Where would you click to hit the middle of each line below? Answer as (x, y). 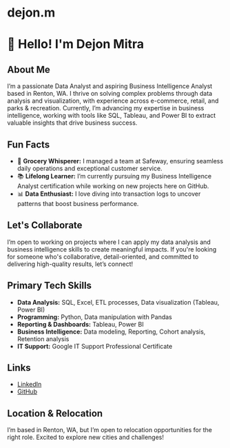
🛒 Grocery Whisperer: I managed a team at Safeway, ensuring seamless (120, 161)
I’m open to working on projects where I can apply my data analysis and (109, 242)
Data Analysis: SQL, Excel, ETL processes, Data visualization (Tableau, (118, 302)
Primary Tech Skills (49, 286)
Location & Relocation (55, 413)
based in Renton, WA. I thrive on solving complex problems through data (110, 94)
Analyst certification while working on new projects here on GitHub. (113, 186)
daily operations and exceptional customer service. (90, 168)
